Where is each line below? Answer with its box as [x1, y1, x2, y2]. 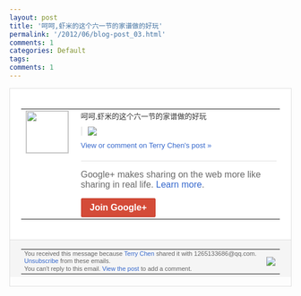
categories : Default [9, 47, 87, 55]
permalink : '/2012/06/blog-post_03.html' [9, 30, 167, 38]
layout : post [9, 13, 58, 22]
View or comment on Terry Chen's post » [80, 140, 212, 150]
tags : [9, 55, 30, 63]
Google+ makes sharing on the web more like [80, 169, 262, 180]
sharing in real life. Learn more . [80, 179, 205, 190]
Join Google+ [89, 202, 148, 213]
